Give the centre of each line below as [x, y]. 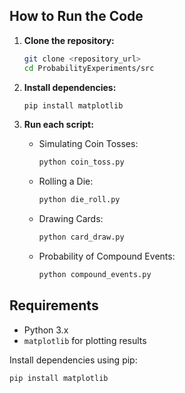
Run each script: [58, 125]
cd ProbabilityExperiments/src [89, 68]
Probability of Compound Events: [107, 256]
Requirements [54, 305]
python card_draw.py [81, 237]
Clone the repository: [69, 40]
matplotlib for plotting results [85, 340]
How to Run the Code [76, 16]
